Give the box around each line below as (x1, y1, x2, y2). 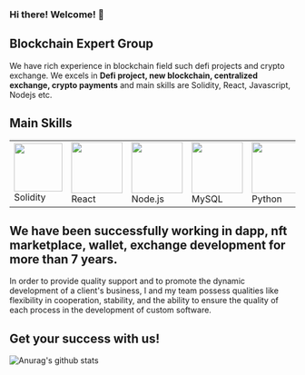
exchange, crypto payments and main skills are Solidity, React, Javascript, (9, 79, 291, 90)
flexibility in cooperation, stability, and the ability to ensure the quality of (9, 295, 280, 306)
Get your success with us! (9, 331, 161, 346)
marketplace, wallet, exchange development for (9, 237, 286, 252)
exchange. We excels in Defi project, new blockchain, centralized (9, 70, 259, 81)
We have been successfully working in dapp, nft (9, 222, 288, 239)
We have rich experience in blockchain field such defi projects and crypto (9, 60, 285, 71)
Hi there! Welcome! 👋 (9, 8, 104, 21)
